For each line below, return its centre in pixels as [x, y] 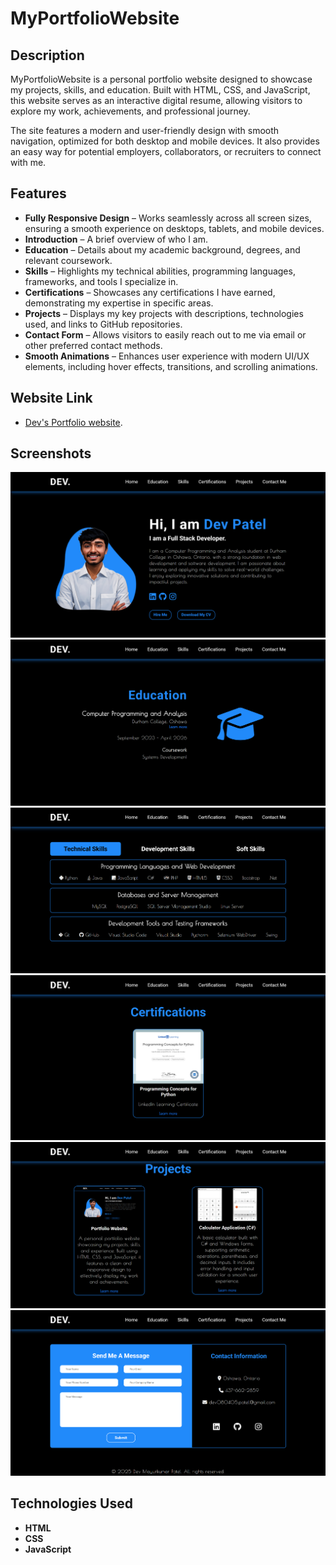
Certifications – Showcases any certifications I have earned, [150, 292]
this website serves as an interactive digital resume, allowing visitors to [156, 100]
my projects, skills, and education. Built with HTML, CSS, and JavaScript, [160, 90]
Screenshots [51, 453]
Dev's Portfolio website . [73, 422]
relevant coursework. [68, 260]
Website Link [51, 398]
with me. [28, 162]
